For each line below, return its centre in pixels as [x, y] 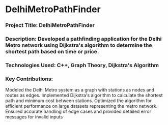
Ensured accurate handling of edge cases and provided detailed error [78, 112]
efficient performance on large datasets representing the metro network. [81, 106]
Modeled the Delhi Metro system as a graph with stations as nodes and [80, 90]
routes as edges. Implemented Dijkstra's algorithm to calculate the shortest [84, 96]
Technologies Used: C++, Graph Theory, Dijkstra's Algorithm [82, 65]
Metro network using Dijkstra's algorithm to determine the [79, 45]
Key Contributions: [29, 79]
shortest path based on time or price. [52, 52]
